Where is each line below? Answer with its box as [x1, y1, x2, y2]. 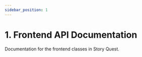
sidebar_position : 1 [5, 7, 48, 13]
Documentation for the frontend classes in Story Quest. [5, 46, 119, 52]
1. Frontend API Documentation [5, 29, 137, 40]
